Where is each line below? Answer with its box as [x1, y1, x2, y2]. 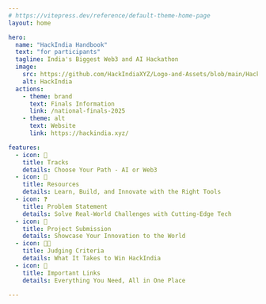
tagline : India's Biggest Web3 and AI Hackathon [15, 56, 179, 63]
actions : [15, 85, 44, 93]
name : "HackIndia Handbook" [15, 40, 108, 48]
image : [15, 63, 37, 71]
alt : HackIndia [22, 77, 73, 86]
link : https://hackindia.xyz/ [28, 129, 129, 137]
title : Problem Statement [22, 202, 108, 210]
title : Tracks [22, 158, 69, 167]
